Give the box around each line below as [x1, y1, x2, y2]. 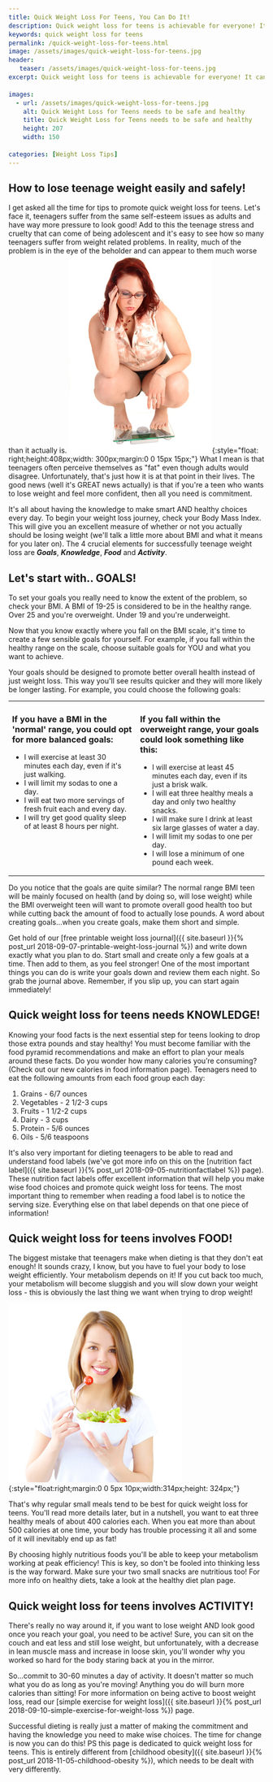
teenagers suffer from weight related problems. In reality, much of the [8, 237, 242, 247]
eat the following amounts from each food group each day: [8, 1073, 206, 1082]
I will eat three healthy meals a [151, 788, 253, 798]
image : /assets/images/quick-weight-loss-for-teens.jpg [8, 47, 201, 56]
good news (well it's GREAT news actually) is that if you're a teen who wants [8, 480, 264, 490]
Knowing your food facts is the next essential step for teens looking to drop [8, 1030, 261, 1039]
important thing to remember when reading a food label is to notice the [8, 1190, 245, 1200]
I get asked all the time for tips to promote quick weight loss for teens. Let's [8, 203, 261, 213]
